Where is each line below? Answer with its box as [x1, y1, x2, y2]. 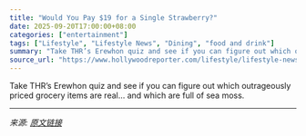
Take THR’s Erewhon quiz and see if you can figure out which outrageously [9, 81, 291, 91]
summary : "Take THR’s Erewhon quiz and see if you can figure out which [9, 47, 291, 56]
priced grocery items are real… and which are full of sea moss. [9, 90, 245, 101]
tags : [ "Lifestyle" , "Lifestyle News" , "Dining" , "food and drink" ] [9, 38, 275, 48]
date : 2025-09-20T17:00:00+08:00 [9, 22, 137, 31]
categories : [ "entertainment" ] [9, 30, 128, 39]
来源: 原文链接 [9, 117, 62, 128]
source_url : [9, 55, 55, 64]
